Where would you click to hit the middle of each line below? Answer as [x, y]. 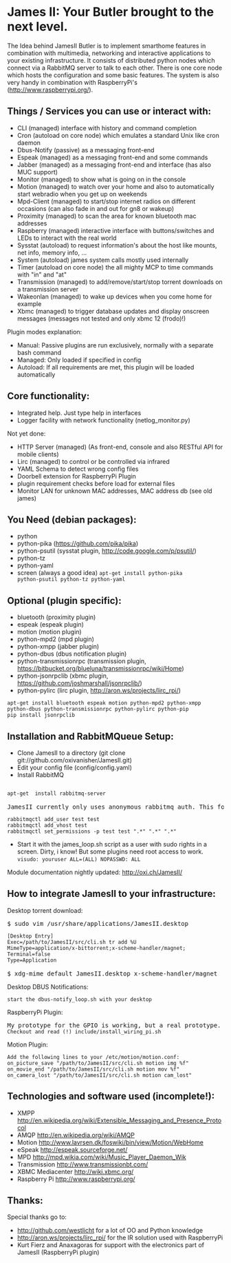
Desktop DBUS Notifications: [48, 987]
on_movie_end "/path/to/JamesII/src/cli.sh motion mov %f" [93, 1069]
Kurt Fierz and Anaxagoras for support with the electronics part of [111, 1245]
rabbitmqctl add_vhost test [47, 825]
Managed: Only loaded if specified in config [79, 360]
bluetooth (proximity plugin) [56, 617]
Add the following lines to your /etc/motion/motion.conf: [93, 1057]
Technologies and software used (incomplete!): [111, 1097]
